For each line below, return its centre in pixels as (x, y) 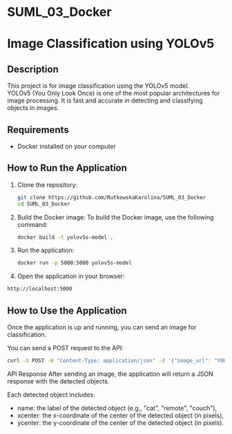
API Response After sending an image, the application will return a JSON (110, 374)
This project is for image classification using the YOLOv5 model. (98, 86)
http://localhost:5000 (40, 289)
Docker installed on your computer (66, 146)
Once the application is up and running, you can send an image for (102, 327)
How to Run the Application (67, 168)
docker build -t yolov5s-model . (65, 237)
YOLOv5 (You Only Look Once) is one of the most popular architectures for (114, 93)
